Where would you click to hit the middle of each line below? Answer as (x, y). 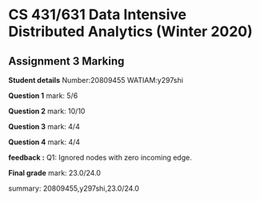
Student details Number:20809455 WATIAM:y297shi (96, 80)
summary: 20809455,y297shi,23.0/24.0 (74, 188)
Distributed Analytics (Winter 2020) (131, 32)
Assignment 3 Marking (66, 61)
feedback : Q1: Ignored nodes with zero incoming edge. (100, 158)
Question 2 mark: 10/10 (47, 111)
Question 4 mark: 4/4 (44, 142)
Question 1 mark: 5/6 (43, 96)
